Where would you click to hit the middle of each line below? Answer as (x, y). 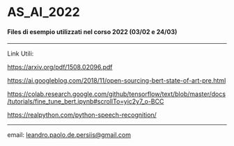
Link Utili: (21, 54)
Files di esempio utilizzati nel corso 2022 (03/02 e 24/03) (92, 31)
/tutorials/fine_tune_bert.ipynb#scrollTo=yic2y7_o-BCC (86, 102)
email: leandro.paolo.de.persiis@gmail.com (69, 135)
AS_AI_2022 (44, 12)
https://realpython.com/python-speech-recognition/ (82, 115)
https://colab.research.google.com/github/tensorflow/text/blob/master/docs (117, 94)
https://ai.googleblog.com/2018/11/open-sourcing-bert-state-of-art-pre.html (117, 81)
